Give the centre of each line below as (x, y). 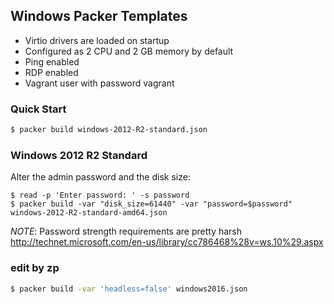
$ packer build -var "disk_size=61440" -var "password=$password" (151, 204)
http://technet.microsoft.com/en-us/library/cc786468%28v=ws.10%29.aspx (167, 242)
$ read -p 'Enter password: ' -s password (100, 195)
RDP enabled (51, 72)
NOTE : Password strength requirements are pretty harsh (126, 231)
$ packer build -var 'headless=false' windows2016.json (129, 289)
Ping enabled (52, 61)
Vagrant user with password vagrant (99, 83)
